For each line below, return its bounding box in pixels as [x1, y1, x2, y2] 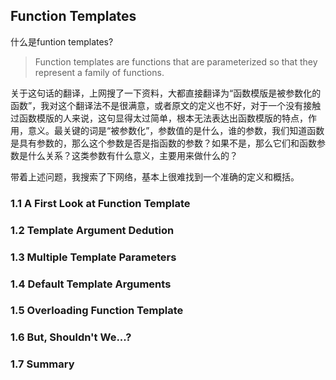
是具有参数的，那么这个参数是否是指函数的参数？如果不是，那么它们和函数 [10, 137, 317, 149]
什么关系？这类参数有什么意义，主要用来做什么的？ [27, 149, 238, 161]
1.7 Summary [10, 357, 75, 371]
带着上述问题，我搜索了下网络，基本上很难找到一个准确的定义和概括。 [10, 170, 300, 183]
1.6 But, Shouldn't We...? [10, 330, 132, 344]
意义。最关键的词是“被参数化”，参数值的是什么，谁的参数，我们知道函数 [27, 124, 325, 136]
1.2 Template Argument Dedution [10, 223, 175, 237]
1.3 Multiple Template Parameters [10, 250, 177, 264]
